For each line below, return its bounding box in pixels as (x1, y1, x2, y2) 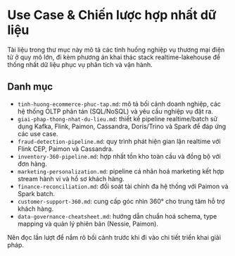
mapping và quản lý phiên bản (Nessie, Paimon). (17, 219, 158, 228)
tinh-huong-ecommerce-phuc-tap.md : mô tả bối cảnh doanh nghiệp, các (17, 99, 222, 108)
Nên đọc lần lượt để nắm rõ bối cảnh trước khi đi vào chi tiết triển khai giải (7, 233, 222, 241)
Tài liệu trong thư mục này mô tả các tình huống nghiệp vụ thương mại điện (7, 45, 225, 54)
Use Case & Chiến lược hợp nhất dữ (7, 7, 217, 23)
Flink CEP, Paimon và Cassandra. (17, 145, 114, 153)
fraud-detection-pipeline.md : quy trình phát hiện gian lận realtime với (17, 137, 221, 145)
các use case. (17, 129, 58, 138)
